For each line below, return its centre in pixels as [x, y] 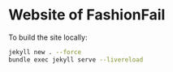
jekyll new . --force [45, 52]
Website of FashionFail [87, 15]
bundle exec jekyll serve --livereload [76, 59]
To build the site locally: [48, 37]
